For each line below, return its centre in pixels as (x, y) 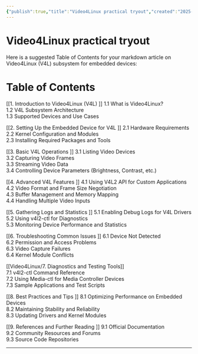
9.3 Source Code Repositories (42, 339)
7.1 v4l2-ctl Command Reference (46, 273)
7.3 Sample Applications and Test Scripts (55, 285)
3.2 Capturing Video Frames (40, 158)
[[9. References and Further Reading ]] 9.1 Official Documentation (85, 327)
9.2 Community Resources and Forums (54, 333)
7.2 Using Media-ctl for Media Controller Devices (65, 278)
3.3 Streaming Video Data (37, 164)
